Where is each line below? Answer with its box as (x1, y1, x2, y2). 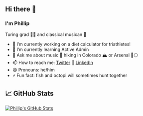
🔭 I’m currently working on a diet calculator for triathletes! (12, 41, 131, 47)
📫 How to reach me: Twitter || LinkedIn (12, 59, 93, 65)
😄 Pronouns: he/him (12, 66, 55, 72)
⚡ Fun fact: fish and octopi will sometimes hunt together (12, 72, 128, 78)
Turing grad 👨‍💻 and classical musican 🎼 (5, 31, 87, 37)
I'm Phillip (5, 20, 30, 27)
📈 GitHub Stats (5, 89, 54, 98)
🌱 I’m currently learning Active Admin (12, 46, 89, 52)
